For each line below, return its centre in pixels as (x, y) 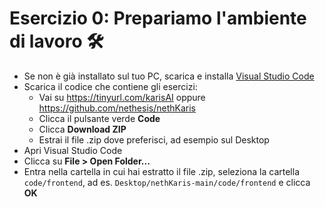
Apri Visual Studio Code (73, 150)
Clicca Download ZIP (82, 129)
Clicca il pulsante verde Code (99, 118)
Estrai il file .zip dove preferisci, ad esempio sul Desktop (154, 139)
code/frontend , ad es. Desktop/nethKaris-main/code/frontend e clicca (167, 182)
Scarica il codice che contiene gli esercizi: (110, 86)
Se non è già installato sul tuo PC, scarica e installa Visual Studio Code (169, 76)
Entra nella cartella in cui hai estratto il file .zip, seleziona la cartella (161, 171)
